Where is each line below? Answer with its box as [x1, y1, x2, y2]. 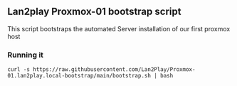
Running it [7, 50, 44, 60]
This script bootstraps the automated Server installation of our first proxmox [7, 24, 231, 33]
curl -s [7, 66, 31, 73]
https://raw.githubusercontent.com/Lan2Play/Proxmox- [33, 66, 196, 73]
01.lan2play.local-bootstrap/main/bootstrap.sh [7, 72, 152, 80]
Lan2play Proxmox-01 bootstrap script [7, 6, 181, 18]
